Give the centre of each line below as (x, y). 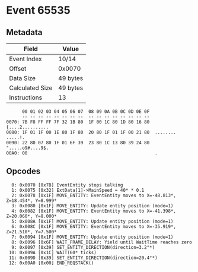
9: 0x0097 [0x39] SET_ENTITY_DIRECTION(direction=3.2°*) (83, 247)
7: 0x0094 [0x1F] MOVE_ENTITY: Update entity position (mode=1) (92, 237)
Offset (18, 69)
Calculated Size (31, 88)
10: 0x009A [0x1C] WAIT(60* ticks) (52, 252)
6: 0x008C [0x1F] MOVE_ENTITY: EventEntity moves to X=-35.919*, (94, 226)
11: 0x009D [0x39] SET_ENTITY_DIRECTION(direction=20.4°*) (83, 258)
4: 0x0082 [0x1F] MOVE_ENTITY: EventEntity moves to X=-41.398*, (94, 211)
